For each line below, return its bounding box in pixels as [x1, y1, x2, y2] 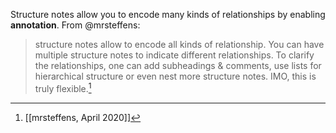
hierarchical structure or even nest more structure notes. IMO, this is [34, 70, 317, 82]
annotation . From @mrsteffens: [10, 19, 141, 31]
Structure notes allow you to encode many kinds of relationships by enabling [10, 9, 326, 20]
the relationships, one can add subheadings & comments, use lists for [34, 60, 322, 71]
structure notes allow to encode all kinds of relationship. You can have [34, 39, 325, 50]
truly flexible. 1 [34, 81, 92, 94]
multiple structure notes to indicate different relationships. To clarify [34, 49, 315, 61]
